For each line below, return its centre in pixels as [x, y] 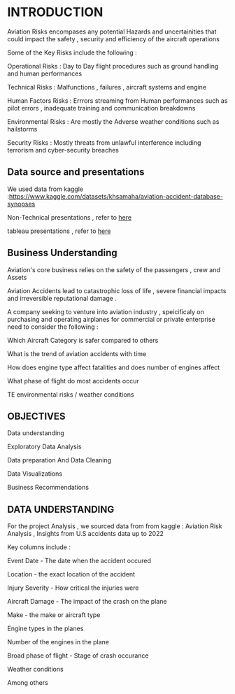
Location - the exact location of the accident [71, 574]
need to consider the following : [53, 327]
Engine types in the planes [45, 629]
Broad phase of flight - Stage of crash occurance [78, 656]
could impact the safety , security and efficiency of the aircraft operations [114, 38]
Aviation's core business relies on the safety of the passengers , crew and [114, 269]
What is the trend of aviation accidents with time [77, 353]
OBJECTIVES [36, 416]
